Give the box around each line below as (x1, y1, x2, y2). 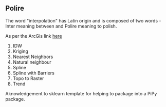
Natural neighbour (12, 59, 51, 65)
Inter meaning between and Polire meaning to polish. (5, 23, 117, 29)
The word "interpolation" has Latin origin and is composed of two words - (5, 17, 161, 23)
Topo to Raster (12, 75, 44, 81)
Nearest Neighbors (12, 53, 53, 60)
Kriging (12, 48, 28, 54)
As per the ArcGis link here (5, 33, 63, 39)
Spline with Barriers (12, 70, 55, 76)
